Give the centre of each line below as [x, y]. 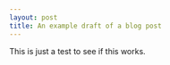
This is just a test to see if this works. [77, 51]
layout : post [34, 17]
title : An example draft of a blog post [86, 26]
